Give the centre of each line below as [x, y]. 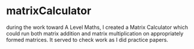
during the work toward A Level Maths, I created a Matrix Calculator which [97, 27]
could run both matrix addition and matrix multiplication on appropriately [95, 33]
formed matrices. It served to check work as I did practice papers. [87, 40]
